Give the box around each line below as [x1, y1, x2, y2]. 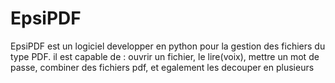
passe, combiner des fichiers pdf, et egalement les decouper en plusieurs [10, 61, 315, 73]
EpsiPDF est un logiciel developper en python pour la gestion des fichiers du [10, 40, 326, 52]
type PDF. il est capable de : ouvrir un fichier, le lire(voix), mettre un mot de [10, 50, 320, 62]
